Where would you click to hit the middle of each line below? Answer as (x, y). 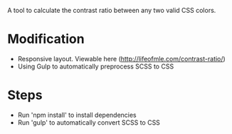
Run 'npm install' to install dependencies (77, 115)
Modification (46, 39)
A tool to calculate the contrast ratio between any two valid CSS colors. (112, 10)
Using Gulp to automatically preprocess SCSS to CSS (96, 66)
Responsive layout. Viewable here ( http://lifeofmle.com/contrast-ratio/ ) (121, 58)
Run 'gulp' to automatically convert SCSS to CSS (89, 122)
